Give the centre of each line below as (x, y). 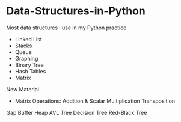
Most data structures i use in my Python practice (66, 28)
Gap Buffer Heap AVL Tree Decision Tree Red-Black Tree (77, 112)
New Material (23, 89)
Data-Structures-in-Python (76, 11)
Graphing (26, 58)
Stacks (23, 46)
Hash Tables (30, 71)
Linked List (28, 39)
